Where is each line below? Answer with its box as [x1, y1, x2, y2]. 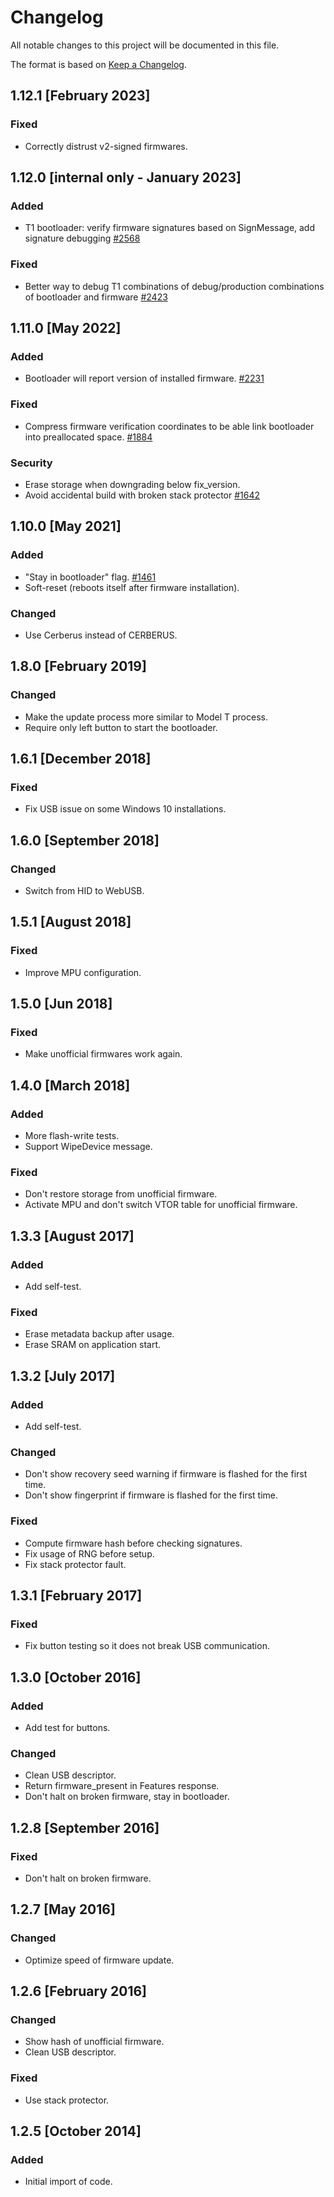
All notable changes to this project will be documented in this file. [10, 39, 280, 51]
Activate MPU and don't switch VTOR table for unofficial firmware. [24, 1199, 298, 1211]
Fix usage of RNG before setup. [24, 1547, 155, 1560]
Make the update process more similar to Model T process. [24, 711, 268, 723]
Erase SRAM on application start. [24, 1339, 162, 1351]
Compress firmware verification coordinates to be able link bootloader [24, 420, 315, 432]
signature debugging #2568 [24, 232, 141, 245]
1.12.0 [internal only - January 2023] [10, 169, 242, 186]
